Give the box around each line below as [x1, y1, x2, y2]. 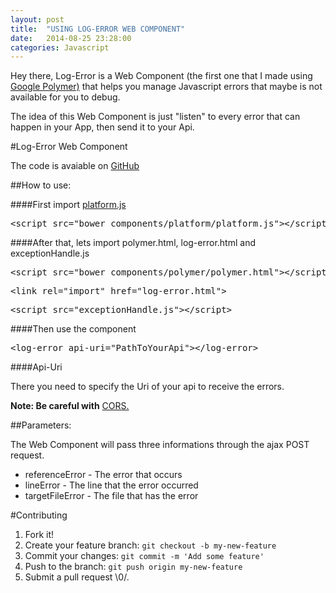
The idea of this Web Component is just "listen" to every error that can [10, 111, 301, 123]
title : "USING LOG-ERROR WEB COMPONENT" [10, 24, 186, 34]
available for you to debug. [10, 91, 121, 103]
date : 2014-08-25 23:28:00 [10, 33, 132, 43]
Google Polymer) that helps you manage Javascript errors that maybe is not [10, 81, 323, 93]
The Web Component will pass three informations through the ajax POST [10, 439, 310, 451]
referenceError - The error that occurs [24, 469, 183, 481]
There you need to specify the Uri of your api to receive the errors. [10, 381, 285, 393]
